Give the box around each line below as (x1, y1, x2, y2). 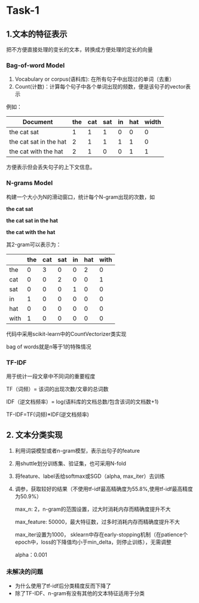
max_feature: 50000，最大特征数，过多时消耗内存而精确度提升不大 (14, 518, 180, 525)
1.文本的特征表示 (6, 29, 68, 39)
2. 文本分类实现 (6, 430, 63, 440)
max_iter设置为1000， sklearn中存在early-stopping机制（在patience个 (14, 531, 188, 538)
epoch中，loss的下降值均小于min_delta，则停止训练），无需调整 (14, 538, 172, 546)
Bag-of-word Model (6, 61, 65, 69)
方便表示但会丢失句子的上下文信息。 (6, 163, 96, 171)
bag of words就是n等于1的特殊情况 (6, 343, 91, 350)
